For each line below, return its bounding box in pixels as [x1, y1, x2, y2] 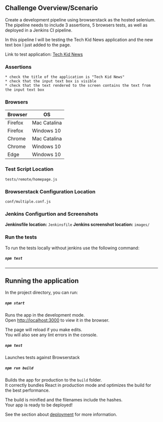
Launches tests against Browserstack [5, 355, 80, 361]
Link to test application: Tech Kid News [5, 51, 83, 57]
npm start [5, 301, 25, 305]
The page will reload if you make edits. [5, 327, 82, 333]
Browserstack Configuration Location [5, 188, 96, 195]
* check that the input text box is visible [5, 79, 97, 84]
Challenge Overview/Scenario [5, 4, 98, 12]
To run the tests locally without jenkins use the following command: [5, 245, 140, 251]
